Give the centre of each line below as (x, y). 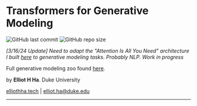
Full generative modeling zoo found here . (56, 68)
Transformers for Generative (77, 11)
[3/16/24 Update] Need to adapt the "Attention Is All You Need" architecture (98, 50)
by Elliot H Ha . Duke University (43, 80)
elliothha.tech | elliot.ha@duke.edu (48, 91)
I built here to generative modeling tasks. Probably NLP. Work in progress (95, 57)
